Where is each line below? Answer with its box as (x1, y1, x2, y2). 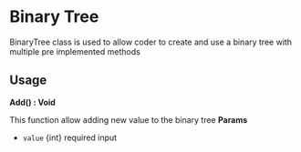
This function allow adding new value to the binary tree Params (9, 114, 248, 125)
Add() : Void (9, 96, 57, 107)
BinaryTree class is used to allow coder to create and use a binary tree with (9, 36, 293, 47)
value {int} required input (22, 132, 117, 143)
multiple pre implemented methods (9, 46, 141, 56)
